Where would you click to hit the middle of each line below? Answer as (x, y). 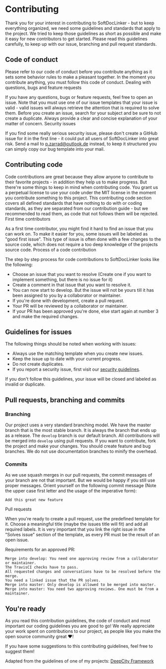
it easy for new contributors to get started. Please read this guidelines (76, 39)
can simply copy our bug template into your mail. (55, 149)
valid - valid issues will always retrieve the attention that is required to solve (82, 107)
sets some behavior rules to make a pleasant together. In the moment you (80, 77)
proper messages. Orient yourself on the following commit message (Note (81, 486)
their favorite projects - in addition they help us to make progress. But (76, 182)
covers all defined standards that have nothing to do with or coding (74, 203)
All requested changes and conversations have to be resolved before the (83, 572)
